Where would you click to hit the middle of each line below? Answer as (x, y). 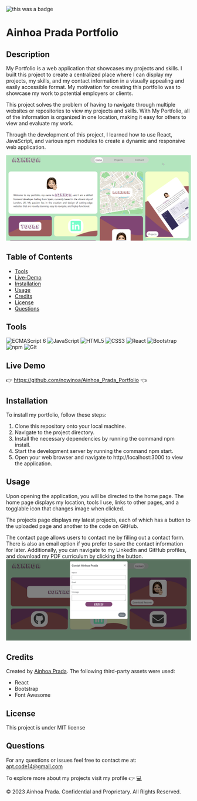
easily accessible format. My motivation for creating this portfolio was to (93, 87)
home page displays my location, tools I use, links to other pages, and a (92, 502)
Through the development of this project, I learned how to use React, (89, 134)
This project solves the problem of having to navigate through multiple (91, 105)
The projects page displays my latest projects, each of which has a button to (98, 520)
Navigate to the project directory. (55, 432)
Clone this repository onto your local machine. (70, 426)
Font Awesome (33, 695)
